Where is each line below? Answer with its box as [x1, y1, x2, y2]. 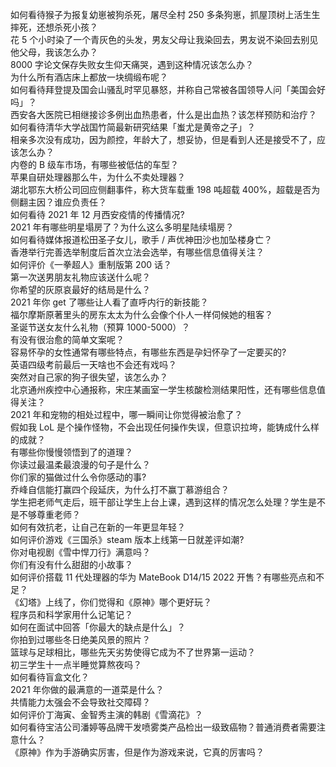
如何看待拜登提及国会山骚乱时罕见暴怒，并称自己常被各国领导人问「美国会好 [10, 84, 326, 95]
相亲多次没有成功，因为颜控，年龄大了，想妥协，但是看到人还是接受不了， [10, 134, 317, 145]
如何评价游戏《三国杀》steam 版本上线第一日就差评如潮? [10, 534, 245, 545]
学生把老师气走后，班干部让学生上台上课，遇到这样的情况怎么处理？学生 [10, 496, 308, 508]
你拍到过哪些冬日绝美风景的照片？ [10, 634, 151, 645]
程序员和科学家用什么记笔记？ [10, 609, 133, 620]
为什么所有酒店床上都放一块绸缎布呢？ [10, 71, 168, 83]
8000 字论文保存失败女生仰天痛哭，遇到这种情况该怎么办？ [10, 59, 255, 70]
